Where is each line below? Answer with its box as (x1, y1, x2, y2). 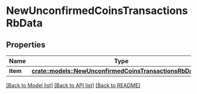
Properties (6, 40, 46, 50)
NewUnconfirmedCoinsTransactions (6, 4, 188, 18)
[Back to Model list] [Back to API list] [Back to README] (6, 82, 141, 89)
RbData (6, 16, 43, 30)
